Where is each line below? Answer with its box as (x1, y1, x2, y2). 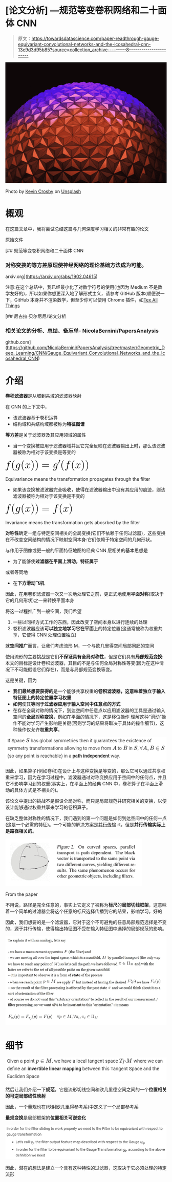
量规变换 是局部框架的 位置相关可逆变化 (5, 1114, 86, 1121)
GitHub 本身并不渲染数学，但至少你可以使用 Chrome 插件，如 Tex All (14, 297, 158, 303)
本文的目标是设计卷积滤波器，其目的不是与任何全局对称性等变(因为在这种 (5, 660, 160, 666)
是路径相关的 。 (5, 828, 37, 834)
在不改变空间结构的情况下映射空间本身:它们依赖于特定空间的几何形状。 (5, 536, 155, 543)
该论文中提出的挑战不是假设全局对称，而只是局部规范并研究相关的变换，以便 (5, 798, 167, 804)
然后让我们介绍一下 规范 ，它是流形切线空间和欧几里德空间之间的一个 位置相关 (5, 1086, 167, 1092)
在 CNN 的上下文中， (5, 404, 50, 410)
